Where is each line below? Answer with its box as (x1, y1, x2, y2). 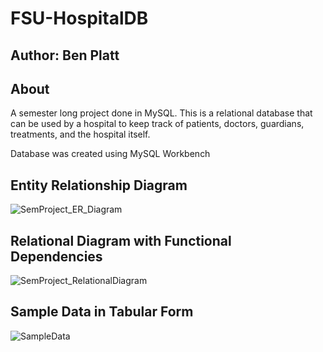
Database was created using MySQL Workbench (10, 148, 211, 160)
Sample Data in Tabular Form (10, 303, 194, 321)
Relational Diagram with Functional (10, 232, 232, 249)
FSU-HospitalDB (10, 7, 149, 30)
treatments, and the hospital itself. (10, 128, 151, 141)
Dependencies (10, 248, 103, 265)
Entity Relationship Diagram (10, 177, 188, 194)
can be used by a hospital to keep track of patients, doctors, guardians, (10, 118, 305, 130)
